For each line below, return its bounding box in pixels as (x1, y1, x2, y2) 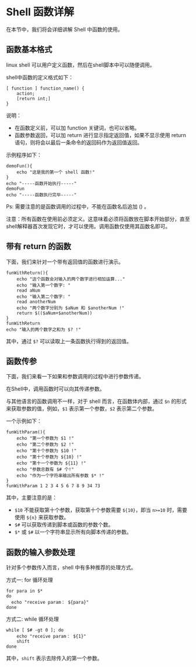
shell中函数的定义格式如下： (6, 74, 74, 81)
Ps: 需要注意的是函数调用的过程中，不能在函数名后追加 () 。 (6, 203, 150, 210)
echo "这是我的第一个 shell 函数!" (16, 169, 95, 175)
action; (16, 90, 35, 97)
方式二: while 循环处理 (6, 615, 60, 622)
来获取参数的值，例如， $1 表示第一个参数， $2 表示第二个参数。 (6, 405, 157, 412)
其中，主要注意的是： (6, 494, 57, 501)
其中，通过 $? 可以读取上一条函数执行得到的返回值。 (6, 337, 132, 344)
